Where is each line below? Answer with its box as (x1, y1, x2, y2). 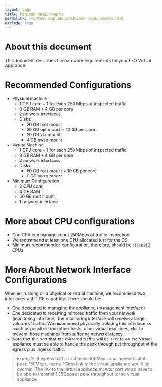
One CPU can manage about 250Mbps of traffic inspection (12, 232, 130, 238)
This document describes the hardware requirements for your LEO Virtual (5, 58, 151, 64)
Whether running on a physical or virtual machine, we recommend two (5, 290, 146, 296)
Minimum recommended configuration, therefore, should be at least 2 (12, 242, 151, 248)
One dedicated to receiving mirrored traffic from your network (12, 310, 136, 316)
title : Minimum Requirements (5, 12, 64, 16)
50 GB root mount (19, 193, 55, 199)
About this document (5, 42, 92, 52)
